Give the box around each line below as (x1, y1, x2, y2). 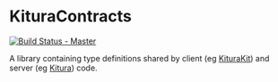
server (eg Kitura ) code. (9, 62, 98, 73)
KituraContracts (9, 6, 132, 27)
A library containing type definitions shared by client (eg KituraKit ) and (9, 53, 270, 63)
